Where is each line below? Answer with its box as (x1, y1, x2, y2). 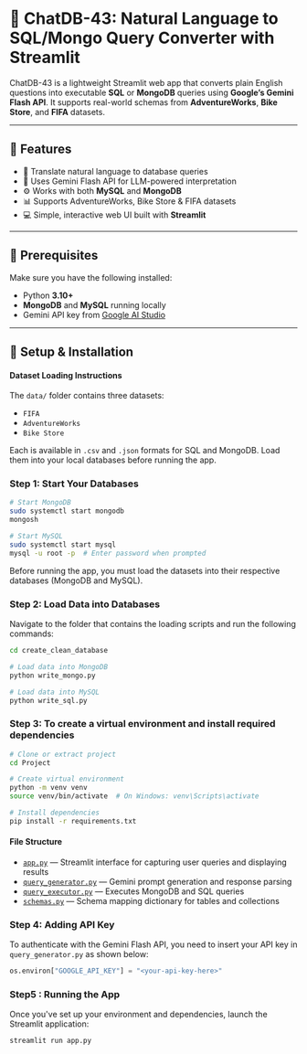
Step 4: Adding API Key (9, 918, 115, 931)
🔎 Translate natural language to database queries (22, 165, 208, 176)
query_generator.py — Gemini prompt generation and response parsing (22, 877, 292, 887)
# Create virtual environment (9, 774, 125, 784)
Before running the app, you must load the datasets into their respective (9, 565, 281, 576)
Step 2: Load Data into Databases (9, 598, 161, 611)
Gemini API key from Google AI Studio (22, 309, 166, 320)
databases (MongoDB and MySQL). (9, 575, 143, 586)
